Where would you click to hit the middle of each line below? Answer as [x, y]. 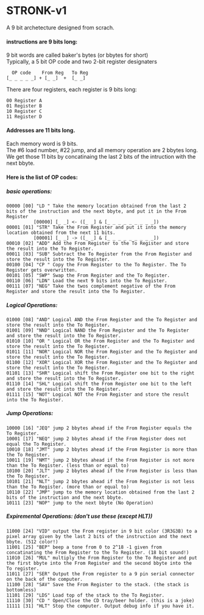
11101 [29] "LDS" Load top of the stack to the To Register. [86, 595]
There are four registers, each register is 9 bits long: [72, 90]
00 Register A [24, 101]
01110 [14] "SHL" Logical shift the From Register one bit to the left [99, 384]
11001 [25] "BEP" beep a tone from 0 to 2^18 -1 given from [84, 547]
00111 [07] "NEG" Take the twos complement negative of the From [91, 286]
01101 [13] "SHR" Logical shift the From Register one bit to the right [100, 373]
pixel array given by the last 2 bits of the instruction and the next [99, 536]
